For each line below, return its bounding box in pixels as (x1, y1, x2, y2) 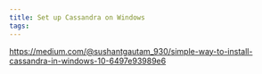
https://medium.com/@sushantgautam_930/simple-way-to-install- (9, 45, 253, 56)
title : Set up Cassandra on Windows (9, 12, 145, 22)
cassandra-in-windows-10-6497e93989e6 (9, 55, 167, 66)
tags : (9, 21, 29, 30)
